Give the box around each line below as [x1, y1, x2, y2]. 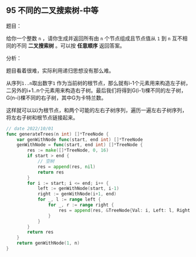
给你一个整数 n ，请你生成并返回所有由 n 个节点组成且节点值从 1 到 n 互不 [6, 35, 183, 42]
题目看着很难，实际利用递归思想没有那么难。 [6, 67, 114, 74]
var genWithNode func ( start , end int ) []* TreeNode [16, 137, 143, 143]
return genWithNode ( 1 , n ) [16, 240, 80, 246]
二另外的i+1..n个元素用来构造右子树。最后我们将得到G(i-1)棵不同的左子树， [6, 87, 187, 94]
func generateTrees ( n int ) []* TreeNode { [6, 131, 109, 137]
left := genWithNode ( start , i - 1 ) [37, 185, 119, 192]
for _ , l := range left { [37, 197, 101, 202]
